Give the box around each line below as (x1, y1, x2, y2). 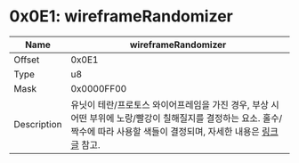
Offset (13, 53, 40, 66)
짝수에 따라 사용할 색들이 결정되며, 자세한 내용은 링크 (70, 125, 279, 137)
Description (13, 118, 62, 130)
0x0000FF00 (70, 82, 127, 94)
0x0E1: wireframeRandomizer (9, 6, 233, 27)
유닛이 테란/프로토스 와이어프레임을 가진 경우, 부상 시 (70, 98, 279, 110)
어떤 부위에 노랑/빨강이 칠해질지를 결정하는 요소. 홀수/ (70, 111, 283, 124)
